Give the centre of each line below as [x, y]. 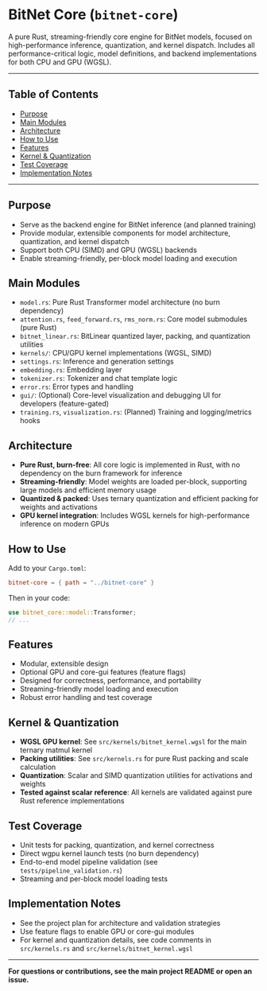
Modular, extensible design [64, 664]
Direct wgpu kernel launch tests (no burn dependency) [109, 853]
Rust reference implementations [72, 801]
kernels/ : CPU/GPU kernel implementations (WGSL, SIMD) [116, 353]
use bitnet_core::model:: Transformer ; [72, 612]
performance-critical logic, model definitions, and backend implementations [132, 53]
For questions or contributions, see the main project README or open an [130, 971]
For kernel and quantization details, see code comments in [116, 939]
